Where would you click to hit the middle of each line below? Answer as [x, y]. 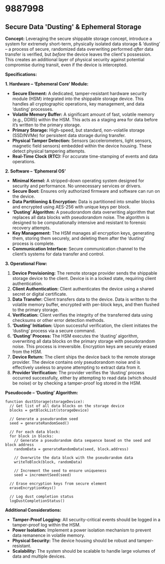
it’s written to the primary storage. [47, 125]
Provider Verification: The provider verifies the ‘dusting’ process [78, 372]
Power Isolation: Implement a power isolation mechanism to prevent [82, 530]
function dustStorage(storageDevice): [45, 402]
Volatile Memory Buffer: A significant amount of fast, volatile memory [83, 114]
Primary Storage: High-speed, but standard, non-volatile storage [78, 130]
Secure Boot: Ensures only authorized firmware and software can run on [86, 191]
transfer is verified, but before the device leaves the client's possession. [78, 54]
